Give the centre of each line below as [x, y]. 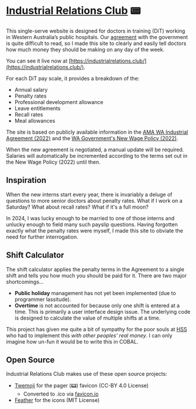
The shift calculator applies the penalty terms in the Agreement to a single [95, 269]
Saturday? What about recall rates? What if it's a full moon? [78, 207]
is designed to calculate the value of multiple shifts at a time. [87, 318]
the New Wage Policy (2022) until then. [53, 162]
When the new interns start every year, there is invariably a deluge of [89, 194]
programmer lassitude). [43, 299]
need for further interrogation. [42, 237]
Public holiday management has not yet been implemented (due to [95, 293]
